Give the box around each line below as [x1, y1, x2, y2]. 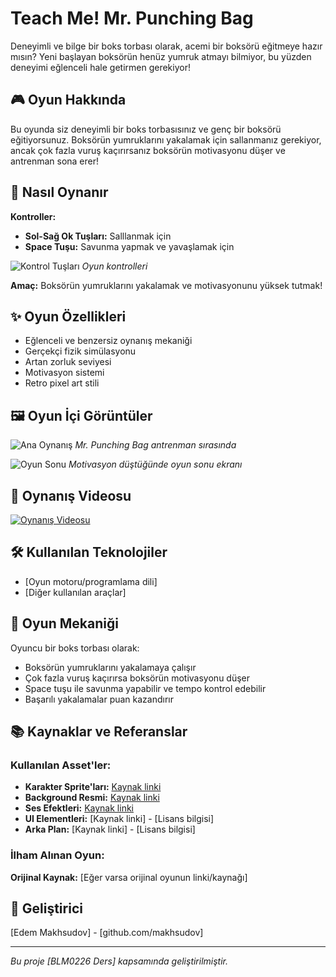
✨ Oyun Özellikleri [10, 308, 127, 325]
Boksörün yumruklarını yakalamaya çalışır [24, 661, 197, 673]
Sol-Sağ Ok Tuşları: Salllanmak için [24, 230, 172, 242]
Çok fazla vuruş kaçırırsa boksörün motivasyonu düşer [24, 672, 251, 684]
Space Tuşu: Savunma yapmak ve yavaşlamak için [24, 240, 235, 252]
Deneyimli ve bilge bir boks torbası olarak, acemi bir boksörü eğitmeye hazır [10, 40, 323, 52]
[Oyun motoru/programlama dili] [24, 575, 158, 587]
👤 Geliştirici [10, 900, 83, 917]
